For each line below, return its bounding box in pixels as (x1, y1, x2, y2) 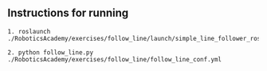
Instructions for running (7, 6, 129, 20)
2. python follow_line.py (7, 48, 93, 57)
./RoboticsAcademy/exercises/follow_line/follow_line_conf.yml (7, 55, 222, 63)
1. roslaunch (7, 27, 51, 35)
